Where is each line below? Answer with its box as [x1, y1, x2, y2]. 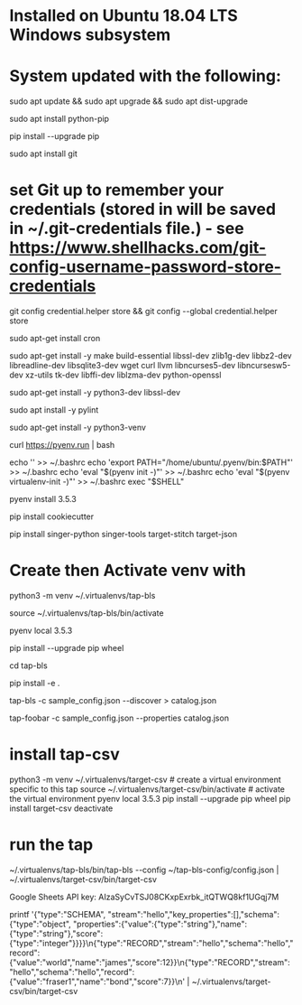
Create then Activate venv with [9, 561, 246, 581]
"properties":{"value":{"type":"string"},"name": [73, 918, 248, 929]
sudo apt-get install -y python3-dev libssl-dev [9, 387, 181, 398]
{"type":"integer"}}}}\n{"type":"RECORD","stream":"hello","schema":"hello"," [9, 937, 294, 948]
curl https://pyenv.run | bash [9, 440, 115, 451]
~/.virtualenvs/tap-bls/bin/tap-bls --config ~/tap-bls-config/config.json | [9, 864, 279, 875]
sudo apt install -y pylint [9, 405, 99, 415]
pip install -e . [9, 678, 60, 688]
